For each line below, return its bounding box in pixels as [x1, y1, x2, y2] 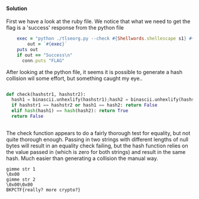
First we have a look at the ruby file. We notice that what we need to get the [6, 18, 191, 25]
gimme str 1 [6, 166, 36, 172]
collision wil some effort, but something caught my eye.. [6, 75, 143, 82]
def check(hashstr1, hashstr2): [6, 91, 86, 97]
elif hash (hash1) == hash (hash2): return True [11, 108, 129, 114]
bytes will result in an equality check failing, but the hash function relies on [6, 142, 188, 149]
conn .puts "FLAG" [21, 57, 65, 63]
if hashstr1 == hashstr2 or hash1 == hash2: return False [11, 102, 158, 108]
